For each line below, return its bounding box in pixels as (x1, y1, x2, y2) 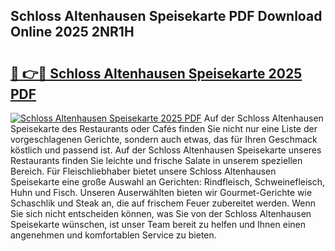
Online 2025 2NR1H (10, 24, 135, 41)
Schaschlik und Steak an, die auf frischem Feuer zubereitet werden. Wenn (10, 197, 317, 209)
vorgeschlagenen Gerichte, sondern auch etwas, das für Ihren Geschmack (10, 134, 318, 145)
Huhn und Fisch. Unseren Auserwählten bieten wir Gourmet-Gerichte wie (10, 187, 313, 198)
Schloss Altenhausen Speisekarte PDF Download (10, 8, 323, 25)
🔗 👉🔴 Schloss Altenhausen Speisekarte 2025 (10, 65, 303, 82)
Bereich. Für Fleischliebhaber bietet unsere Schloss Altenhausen (10, 165, 277, 177)
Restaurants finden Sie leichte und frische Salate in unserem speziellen (10, 155, 303, 166)
